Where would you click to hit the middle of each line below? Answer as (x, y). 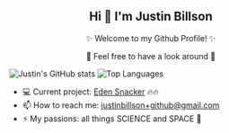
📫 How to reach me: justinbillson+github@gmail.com (121, 105)
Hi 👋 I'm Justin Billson (151, 17)
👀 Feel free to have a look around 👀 (151, 56)
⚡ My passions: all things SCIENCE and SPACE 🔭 (112, 119)
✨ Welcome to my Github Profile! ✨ (151, 38)
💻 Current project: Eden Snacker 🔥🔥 (90, 92)
